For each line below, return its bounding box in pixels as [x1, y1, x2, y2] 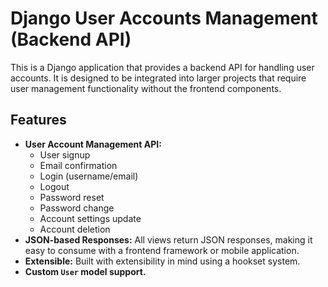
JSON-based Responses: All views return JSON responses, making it [24, 233, 313, 246]
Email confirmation [39, 159, 118, 171]
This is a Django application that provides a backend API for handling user [10, 61, 315, 73]
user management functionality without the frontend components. [10, 82, 282, 94]
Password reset [39, 191, 105, 203]
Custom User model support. [24, 265, 147, 277]
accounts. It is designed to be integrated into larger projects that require [10, 72, 307, 84]
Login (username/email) [39, 170, 139, 182]
